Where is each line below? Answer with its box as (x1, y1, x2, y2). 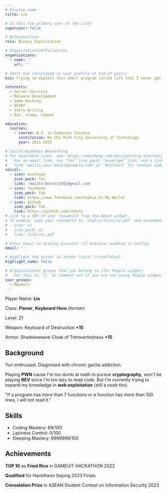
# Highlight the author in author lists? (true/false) (5, 255, 121, 260)
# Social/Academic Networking (5, 149, 68, 154)
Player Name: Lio (5, 296, 41, 301)
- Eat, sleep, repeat (9, 112, 55, 117)
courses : (9, 126, 28, 131)
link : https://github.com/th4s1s (14, 209, 83, 214)
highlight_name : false (5, 259, 52, 264)
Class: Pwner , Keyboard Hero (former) (5, 305, 85, 311)
